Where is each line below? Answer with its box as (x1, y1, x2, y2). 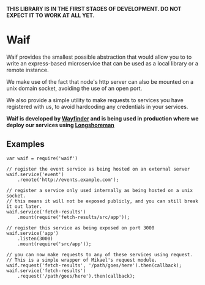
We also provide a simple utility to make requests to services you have (6, 96, 184, 103)
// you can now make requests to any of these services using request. (6, 251, 193, 257)
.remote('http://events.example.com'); (17, 177, 119, 183)
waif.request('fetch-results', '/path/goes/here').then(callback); (6, 262, 182, 268)
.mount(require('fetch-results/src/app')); (17, 214, 130, 220)
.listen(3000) (17, 235, 53, 242)
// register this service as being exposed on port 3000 (6, 224, 155, 231)
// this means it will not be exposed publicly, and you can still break (6, 198, 199, 204)
